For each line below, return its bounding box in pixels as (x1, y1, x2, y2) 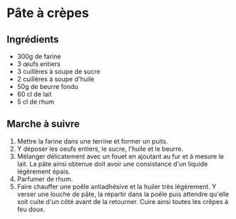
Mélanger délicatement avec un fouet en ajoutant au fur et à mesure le (16, 151, 224, 161)
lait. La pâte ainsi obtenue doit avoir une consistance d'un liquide (16, 159, 208, 168)
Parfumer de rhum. (16, 174, 73, 183)
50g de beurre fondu (16, 82, 79, 90)
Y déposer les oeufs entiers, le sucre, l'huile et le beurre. (16, 144, 184, 153)
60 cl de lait (16, 90, 52, 98)
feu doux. (16, 205, 46, 213)
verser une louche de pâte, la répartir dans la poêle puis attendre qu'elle (16, 190, 230, 198)
